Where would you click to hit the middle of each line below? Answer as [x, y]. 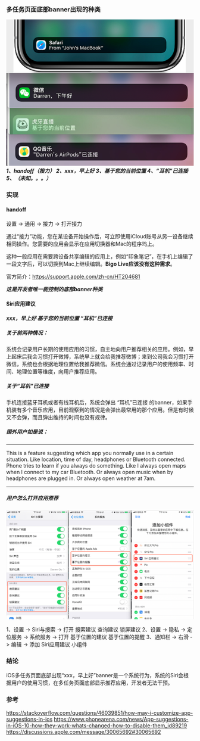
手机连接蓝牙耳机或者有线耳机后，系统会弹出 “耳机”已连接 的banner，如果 [97, 402]
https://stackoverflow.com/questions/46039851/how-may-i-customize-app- [100, 713]
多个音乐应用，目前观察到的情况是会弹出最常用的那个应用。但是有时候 [108, 410]
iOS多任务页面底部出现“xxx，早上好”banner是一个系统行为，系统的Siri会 [95, 675]
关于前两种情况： [27, 333]
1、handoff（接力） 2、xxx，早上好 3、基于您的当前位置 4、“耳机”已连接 [97, 170]
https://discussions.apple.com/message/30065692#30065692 [84, 732]
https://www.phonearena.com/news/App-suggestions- [121, 720]
